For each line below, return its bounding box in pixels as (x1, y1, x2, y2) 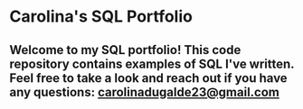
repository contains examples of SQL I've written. (9, 56, 295, 71)
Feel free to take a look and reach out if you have (9, 70, 288, 86)
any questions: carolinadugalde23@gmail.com (9, 84, 280, 100)
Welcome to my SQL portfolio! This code (9, 42, 241, 58)
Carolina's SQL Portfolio (9, 6, 193, 27)
